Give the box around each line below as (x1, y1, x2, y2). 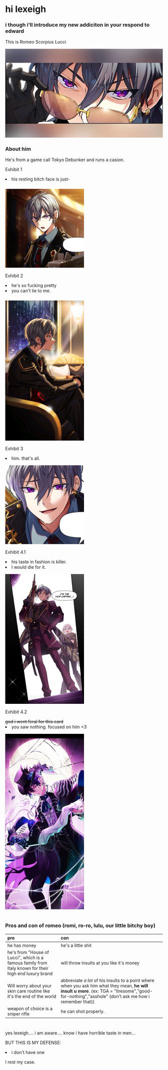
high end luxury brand (7, 970, 53, 976)
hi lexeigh (5, 4, 46, 15)
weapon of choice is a (7, 1005, 53, 1011)
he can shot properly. (60, 1008, 105, 1014)
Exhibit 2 (5, 273, 23, 279)
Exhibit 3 (5, 445, 23, 451)
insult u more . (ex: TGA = (60, 988, 113, 994)
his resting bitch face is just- (11, 176, 70, 182)
